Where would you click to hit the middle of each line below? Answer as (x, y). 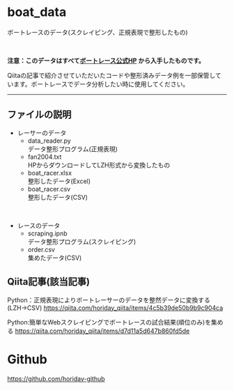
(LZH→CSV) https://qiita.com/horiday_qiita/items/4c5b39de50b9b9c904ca (115, 308)
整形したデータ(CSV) (58, 197)
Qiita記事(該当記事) (49, 282)
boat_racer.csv (49, 189)
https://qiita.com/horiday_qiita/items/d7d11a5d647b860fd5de (102, 331)
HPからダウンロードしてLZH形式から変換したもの (99, 165)
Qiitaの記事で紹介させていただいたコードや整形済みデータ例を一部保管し (111, 75)
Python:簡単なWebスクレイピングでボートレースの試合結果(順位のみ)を (109, 322)
